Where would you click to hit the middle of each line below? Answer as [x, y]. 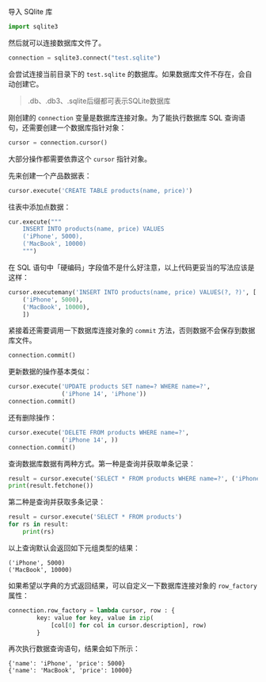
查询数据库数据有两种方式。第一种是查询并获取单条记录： [102, 463]
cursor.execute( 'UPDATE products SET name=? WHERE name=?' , [110, 387]
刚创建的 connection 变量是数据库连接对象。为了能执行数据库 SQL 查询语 [127, 117]
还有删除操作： [32, 417]
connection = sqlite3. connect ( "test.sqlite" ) [84, 58]
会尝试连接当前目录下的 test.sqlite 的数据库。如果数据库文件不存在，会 [127, 74]
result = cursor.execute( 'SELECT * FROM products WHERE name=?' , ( [122, 478]
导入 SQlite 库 [30, 11]
